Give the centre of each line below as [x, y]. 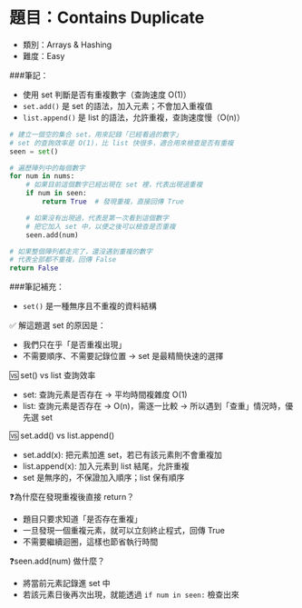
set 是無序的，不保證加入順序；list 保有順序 [103, 478]
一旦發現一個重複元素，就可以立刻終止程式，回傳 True [123, 531]
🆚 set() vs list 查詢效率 [53, 375]
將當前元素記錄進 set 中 [66, 583]
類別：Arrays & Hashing [67, 45]
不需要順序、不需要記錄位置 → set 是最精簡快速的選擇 [123, 356]
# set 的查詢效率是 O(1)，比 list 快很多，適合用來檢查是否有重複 [122, 143]
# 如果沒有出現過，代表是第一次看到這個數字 [97, 218]
